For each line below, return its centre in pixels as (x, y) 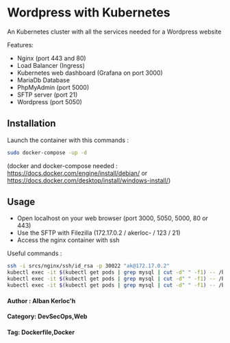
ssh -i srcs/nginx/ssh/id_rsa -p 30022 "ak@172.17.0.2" (88, 266)
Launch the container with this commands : (68, 140)
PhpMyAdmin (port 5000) (53, 87)
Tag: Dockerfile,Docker (41, 332)
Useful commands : (35, 253)
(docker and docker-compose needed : (62, 165)
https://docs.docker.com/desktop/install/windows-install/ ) (89, 180)
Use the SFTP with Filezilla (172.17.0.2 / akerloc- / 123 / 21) (99, 233)
